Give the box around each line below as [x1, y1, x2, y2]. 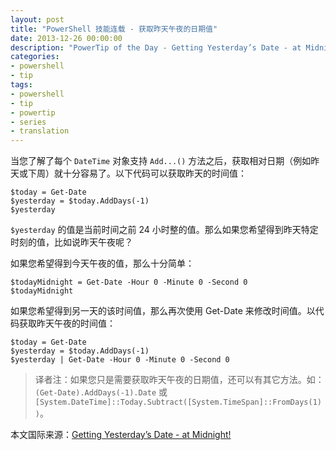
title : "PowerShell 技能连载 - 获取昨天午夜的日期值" [10, 24, 218, 34]
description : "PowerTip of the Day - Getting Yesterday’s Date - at [10, 42, 302, 53]
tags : [10, 80, 33, 90]
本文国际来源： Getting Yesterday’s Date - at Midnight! [10, 429, 232, 441]
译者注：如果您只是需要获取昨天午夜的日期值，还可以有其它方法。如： [34, 374, 325, 386]
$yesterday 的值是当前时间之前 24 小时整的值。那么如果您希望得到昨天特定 [10, 224, 319, 236]
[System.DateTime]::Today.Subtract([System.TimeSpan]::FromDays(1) [34, 397, 322, 408]
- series [10, 117, 47, 127]
